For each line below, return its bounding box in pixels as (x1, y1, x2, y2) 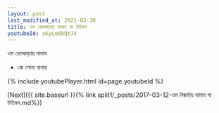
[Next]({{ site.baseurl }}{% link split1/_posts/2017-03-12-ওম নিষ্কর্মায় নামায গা (7, 91, 212, 99)
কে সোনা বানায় (17, 63, 47, 72)
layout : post (7, 10, 46, 18)
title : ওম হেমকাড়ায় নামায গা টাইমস (7, 23, 87, 30)
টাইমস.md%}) (7, 99, 42, 107)
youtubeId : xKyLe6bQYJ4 (7, 29, 77, 37)
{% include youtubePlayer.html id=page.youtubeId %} (7, 77, 164, 86)
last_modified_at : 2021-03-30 (7, 17, 96, 24)
